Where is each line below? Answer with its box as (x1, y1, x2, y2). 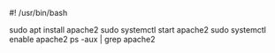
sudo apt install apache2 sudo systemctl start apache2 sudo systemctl (9, 25, 267, 34)
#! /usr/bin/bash (9, 8, 68, 18)
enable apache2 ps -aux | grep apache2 (9, 34, 157, 44)
